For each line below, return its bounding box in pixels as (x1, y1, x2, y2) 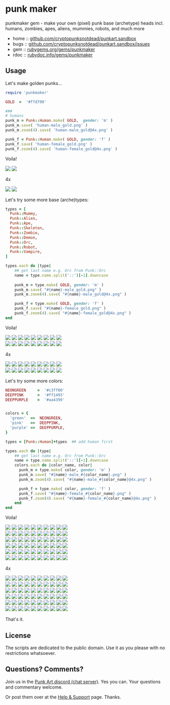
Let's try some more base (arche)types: (5, 197, 89, 203)
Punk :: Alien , (10, 216, 38, 221)
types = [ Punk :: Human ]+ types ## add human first (5, 439, 113, 444)
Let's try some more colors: (5, 377, 63, 384)
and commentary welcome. (5, 684, 63, 690)
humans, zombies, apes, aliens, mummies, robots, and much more (5, 25, 144, 31)
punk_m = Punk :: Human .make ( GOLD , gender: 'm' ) (5, 118, 113, 123)
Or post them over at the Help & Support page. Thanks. (5, 694, 122, 700)
